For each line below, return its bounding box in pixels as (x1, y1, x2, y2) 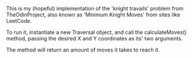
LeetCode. (6, 18, 32, 24)
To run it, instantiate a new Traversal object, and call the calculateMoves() (6, 29, 187, 36)
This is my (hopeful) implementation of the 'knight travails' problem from (6, 5, 184, 12)
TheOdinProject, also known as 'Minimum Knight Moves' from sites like (6, 11, 180, 18)
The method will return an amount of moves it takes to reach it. (6, 46, 160, 53)
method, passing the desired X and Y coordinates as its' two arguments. (6, 35, 183, 42)
